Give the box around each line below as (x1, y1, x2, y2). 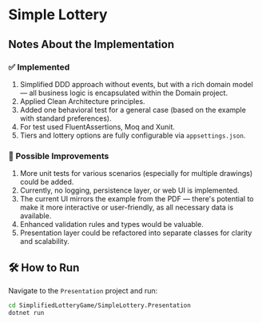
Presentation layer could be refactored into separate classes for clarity (19, 228, 252, 237)
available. (19, 211, 52, 221)
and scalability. (19, 237, 69, 246)
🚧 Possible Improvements (8, 150, 109, 161)
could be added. (19, 177, 74, 187)
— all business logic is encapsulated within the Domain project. (19, 88, 228, 98)
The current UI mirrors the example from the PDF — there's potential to (19, 194, 254, 204)
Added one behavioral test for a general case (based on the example (19, 105, 246, 114)
